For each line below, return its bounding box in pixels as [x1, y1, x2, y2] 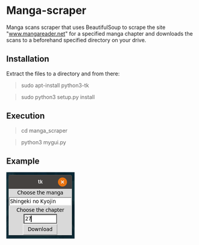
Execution [6, 111, 45, 121]
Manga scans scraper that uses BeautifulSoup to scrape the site [6, 24, 166, 31]
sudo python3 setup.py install [21, 93, 95, 100]
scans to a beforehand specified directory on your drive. [6, 36, 147, 43]
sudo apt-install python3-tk [21, 81, 89, 89]
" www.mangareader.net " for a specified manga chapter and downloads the [6, 30, 193, 37]
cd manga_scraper [21, 127, 68, 134]
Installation [6, 54, 49, 64]
